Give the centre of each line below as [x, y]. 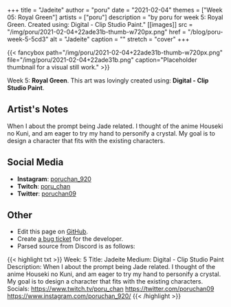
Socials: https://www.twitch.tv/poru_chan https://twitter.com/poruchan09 [111, 289]
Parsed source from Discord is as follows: [76, 246]
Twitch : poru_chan [44, 186]
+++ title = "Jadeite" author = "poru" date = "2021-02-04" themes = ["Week [115, 10]
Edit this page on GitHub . [52, 232]
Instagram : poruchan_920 [54, 179]
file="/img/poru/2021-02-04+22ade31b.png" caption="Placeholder [102, 60]
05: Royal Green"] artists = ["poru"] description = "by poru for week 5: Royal [115, 17]
